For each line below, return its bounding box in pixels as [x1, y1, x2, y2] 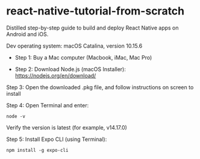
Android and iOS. [6, 30, 49, 37]
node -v [6, 113, 26, 119]
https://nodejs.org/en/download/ [14, 72, 96, 79]
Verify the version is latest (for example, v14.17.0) [6, 123, 128, 131]
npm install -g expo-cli [6, 147, 69, 153]
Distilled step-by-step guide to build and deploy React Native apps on [6, 24, 179, 31]
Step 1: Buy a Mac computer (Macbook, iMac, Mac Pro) [14, 54, 152, 61]
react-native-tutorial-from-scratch [6, 4, 185, 18]
